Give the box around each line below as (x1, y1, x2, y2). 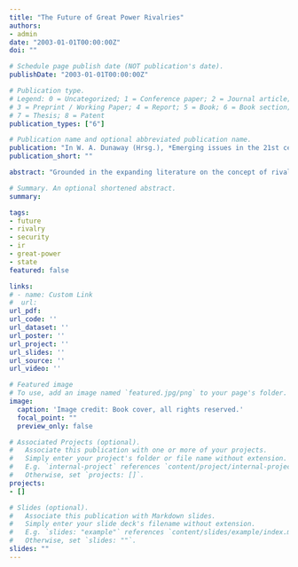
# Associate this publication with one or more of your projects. (9, 445, 268, 455)
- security (9, 232, 50, 242)
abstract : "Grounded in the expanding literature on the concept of (9, 168, 268, 177)
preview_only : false (17, 421, 93, 430)
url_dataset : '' (9, 323, 69, 332)
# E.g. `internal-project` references (9, 462, 161, 471)
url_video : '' (9, 365, 62, 374)
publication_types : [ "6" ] (9, 119, 105, 129)
